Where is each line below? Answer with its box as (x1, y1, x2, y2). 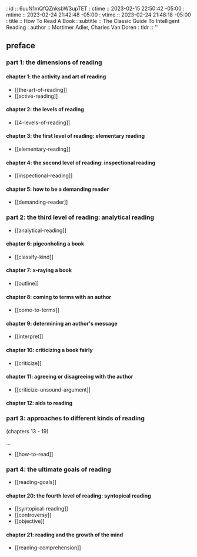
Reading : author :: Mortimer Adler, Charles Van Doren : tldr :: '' (6, 24, 158, 31)
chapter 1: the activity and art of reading (6, 73, 106, 80)
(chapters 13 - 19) (6, 427, 49, 435)
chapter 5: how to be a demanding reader (6, 185, 109, 193)
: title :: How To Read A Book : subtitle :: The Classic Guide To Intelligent (6, 18, 180, 24)
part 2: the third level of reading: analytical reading (6, 213, 155, 221)
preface (6, 41, 35, 51)
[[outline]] (14, 280, 39, 287)
